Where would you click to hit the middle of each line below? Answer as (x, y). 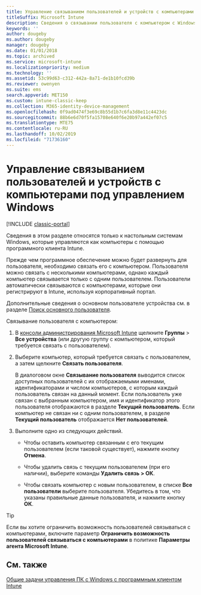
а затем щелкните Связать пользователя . (69, 363)
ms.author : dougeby (31, 39)
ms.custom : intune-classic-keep (46, 100)
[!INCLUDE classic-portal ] (38, 224)
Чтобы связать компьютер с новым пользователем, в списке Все (108, 484)
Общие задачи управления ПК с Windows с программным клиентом (94, 579)
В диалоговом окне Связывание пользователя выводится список (100, 375)
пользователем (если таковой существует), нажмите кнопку (101, 448)
